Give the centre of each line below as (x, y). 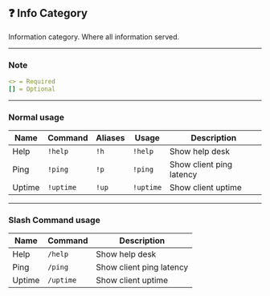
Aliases (110, 138)
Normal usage (36, 117)
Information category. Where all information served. (94, 36)
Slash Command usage (54, 221)
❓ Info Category (48, 13)
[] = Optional (32, 89)
